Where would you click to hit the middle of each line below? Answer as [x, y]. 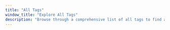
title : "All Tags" [25, 10]
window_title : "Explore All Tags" [42, 15]
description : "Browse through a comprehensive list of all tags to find [83, 19]
